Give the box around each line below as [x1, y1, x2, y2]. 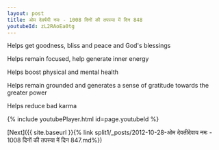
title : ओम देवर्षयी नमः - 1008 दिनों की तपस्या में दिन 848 [7, 16, 143, 23]
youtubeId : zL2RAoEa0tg [7, 23, 75, 29]
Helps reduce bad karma [7, 102, 77, 110]
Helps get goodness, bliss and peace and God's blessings [7, 42, 171, 50]
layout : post [7, 10, 44, 17]
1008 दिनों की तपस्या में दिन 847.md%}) [7, 136, 103, 145]
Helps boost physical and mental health [7, 68, 118, 76]
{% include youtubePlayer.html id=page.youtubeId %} [7, 115, 159, 123]
